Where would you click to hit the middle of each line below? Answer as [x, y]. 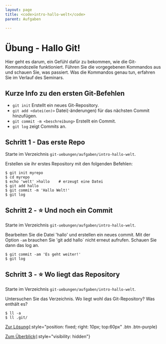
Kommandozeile [22, 67]
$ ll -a [13, 313]
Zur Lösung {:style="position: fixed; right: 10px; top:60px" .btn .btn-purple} [81, 327]
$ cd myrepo [17, 177]
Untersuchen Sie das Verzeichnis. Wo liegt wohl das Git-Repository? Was [80, 299]
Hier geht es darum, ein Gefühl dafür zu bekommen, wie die [66, 62]
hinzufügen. [25, 116]
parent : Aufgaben [23, 19]
